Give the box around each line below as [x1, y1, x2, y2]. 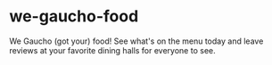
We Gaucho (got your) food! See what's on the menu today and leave [9, 36, 264, 46]
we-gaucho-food [9, 6, 139, 27]
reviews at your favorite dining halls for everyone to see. [9, 45, 216, 55]
